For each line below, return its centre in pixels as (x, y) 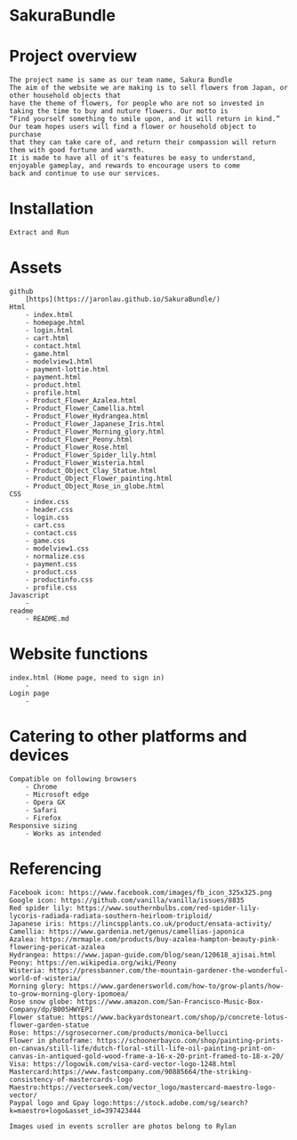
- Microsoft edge (57, 794)
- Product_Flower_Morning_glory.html (95, 432)
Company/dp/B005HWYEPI (51, 1009)
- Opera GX (45, 802)
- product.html (53, 385)
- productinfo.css (59, 580)
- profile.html (53, 393)
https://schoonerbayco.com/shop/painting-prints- (190, 1040)
